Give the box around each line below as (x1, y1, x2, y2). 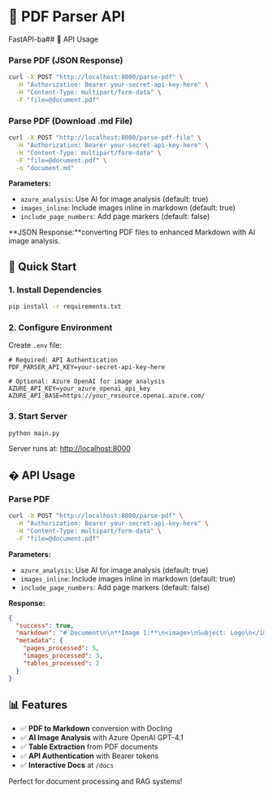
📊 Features (8, 698, 67, 712)
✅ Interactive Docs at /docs (19, 761, 115, 770)
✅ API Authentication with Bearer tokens (19, 751, 159, 761)
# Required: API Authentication (8, 356, 118, 365)
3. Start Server (8, 410, 67, 422)
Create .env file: (8, 340, 63, 350)
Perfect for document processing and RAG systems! (8, 777, 183, 787)
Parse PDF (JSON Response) (8, 55, 123, 66)
